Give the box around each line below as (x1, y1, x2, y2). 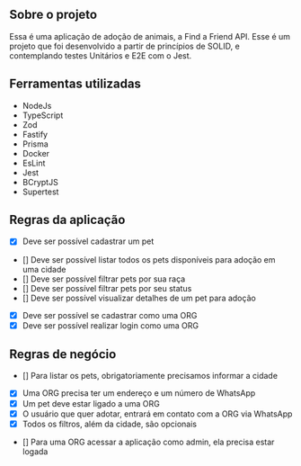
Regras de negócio (9, 346, 117, 363)
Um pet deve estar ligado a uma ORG (22, 398, 160, 408)
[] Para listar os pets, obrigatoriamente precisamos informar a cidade (22, 371, 279, 381)
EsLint (22, 157, 46, 168)
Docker (22, 148, 50, 158)
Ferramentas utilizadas (9, 76, 142, 92)
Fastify (22, 129, 48, 139)
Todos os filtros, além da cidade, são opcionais (22, 418, 198, 429)
